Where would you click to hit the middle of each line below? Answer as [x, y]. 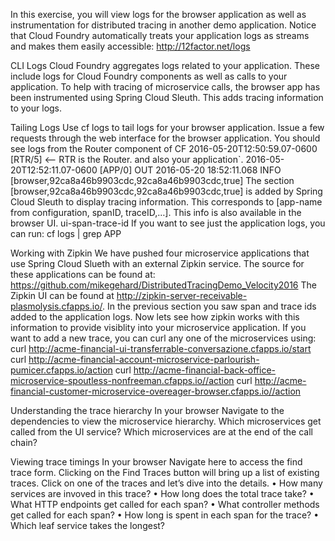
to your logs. [36, 108]
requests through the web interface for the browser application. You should [165, 138]
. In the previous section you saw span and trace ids [209, 306]
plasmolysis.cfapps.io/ [56, 306]
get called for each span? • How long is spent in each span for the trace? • [165, 515]
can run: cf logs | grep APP [66, 233]
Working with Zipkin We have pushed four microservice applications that [160, 253]
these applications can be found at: [83, 274]
